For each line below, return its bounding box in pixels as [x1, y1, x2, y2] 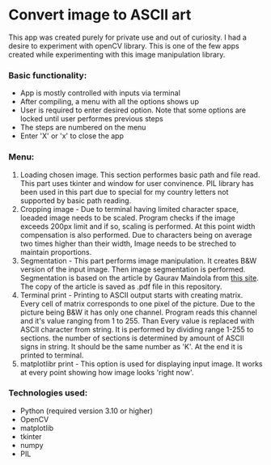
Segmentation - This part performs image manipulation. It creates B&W [19, 256, 257, 265]
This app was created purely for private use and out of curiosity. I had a [8, 32, 247, 42]
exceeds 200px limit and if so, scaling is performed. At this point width [19, 221, 256, 231]
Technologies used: [8, 387, 88, 399]
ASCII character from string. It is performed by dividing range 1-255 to [19, 324, 254, 334]
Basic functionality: [8, 70, 87, 81]
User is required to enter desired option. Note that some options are [19, 105, 247, 115]
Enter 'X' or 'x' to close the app [19, 131, 124, 141]
